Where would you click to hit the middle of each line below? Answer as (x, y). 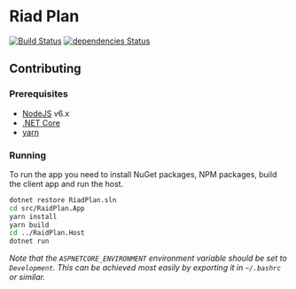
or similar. (27, 277)
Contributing (45, 69)
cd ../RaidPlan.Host (47, 233)
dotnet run (29, 241)
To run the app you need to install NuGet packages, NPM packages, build (143, 174)
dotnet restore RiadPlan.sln (63, 200)
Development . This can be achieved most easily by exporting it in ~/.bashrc (145, 268)
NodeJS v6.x (46, 113)
